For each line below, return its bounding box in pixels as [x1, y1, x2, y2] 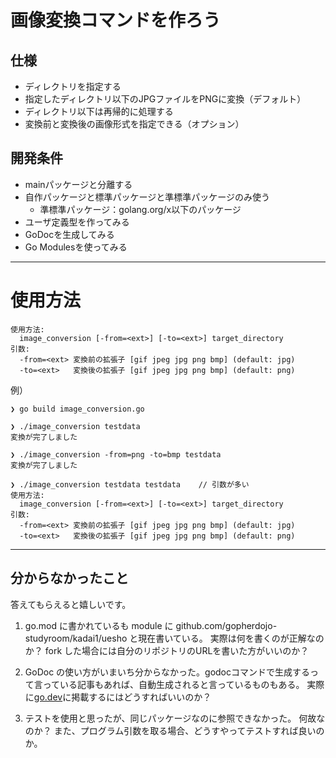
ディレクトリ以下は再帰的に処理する [24, 106, 174, 117]
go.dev [33, 691, 63, 703]
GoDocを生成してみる [24, 228, 115, 240]
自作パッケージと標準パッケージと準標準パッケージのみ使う [24, 191, 270, 203]
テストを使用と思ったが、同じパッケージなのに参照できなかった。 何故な [24, 712, 326, 724]
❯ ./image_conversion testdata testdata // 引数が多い [10, 479, 250, 490]
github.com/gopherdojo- [175, 619, 278, 631]
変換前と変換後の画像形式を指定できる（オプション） [24, 118, 245, 130]
